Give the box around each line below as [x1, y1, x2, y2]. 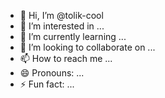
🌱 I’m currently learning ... [19, 31, 127, 42]
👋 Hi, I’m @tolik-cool [19, 10, 104, 21]
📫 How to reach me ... [19, 53, 113, 64]
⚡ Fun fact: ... [19, 78, 75, 90]
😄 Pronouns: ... [19, 67, 85, 79]
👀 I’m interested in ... [19, 20, 105, 32]
